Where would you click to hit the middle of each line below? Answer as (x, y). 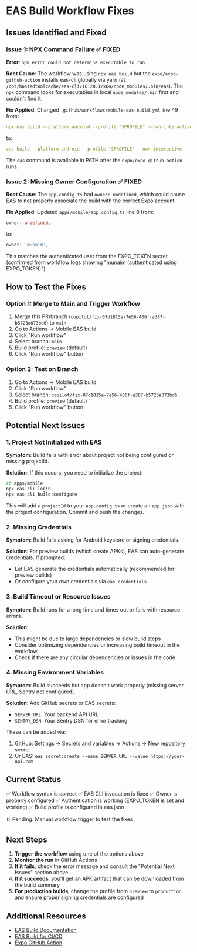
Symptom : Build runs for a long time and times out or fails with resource (93, 609)
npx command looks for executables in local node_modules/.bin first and (92, 92)
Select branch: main (38, 342)
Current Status (34, 779)
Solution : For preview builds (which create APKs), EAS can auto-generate (95, 552)
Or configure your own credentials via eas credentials (81, 582)
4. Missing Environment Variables (55, 673)
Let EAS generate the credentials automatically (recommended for (94, 569)
